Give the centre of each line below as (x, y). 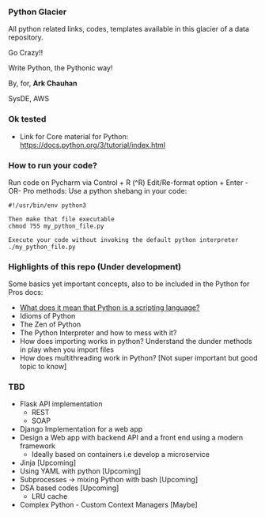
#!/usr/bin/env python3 (47, 205)
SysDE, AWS (29, 99)
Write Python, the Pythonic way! (61, 68)
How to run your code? (53, 165)
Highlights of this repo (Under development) (95, 266)
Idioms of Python (47, 316)
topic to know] (43, 367)
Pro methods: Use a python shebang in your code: (105, 191)
